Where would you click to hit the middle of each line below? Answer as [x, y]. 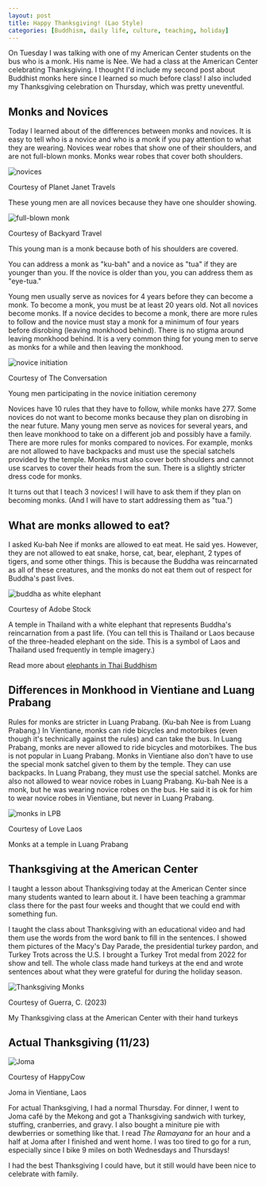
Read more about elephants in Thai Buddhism [83, 665]
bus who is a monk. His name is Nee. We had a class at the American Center [133, 61]
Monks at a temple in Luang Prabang [68, 844]
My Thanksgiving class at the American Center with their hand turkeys [123, 1017]
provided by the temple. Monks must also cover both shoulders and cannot [131, 460]
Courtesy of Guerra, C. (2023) [58, 1002]
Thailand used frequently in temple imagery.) [82, 650]
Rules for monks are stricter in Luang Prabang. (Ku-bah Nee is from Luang [130, 721]
